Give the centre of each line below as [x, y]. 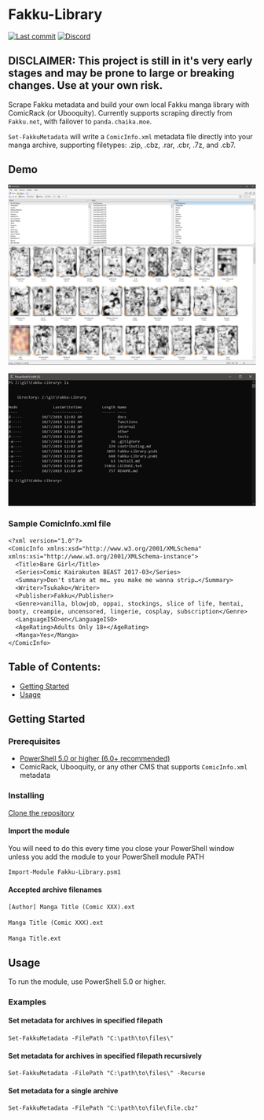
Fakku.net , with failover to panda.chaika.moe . [80, 121]
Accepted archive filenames [55, 890]
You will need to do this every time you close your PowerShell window [121, 848]
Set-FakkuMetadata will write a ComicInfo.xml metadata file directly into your [130, 136]
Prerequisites [34, 742]
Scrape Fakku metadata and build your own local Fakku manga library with [129, 105]
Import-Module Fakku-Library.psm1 [65, 872]
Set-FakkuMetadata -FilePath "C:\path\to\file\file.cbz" [103, 1108]
